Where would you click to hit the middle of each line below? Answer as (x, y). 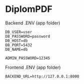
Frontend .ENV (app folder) (33, 67)
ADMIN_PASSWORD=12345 (28, 58)
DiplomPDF (29, 9)
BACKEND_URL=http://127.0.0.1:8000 (42, 76)
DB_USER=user (19, 32)
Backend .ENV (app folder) (33, 23)
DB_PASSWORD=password (28, 36)
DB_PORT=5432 (19, 45)
